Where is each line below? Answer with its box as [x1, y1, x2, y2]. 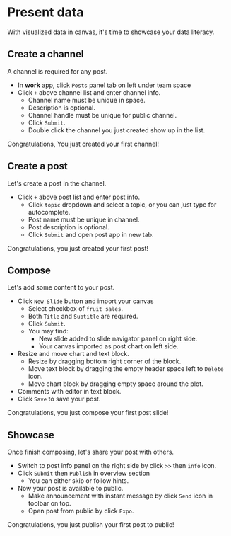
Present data [7, 4, 84, 21]
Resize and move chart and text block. [17, 350, 129, 358]
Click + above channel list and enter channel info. [17, 88, 161, 96]
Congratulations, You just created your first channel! [7, 139, 160, 148]
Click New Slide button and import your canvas [17, 297, 154, 305]
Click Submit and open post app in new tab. [28, 230, 154, 239]
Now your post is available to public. [17, 484, 124, 493]
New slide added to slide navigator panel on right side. [38, 334, 198, 343]
